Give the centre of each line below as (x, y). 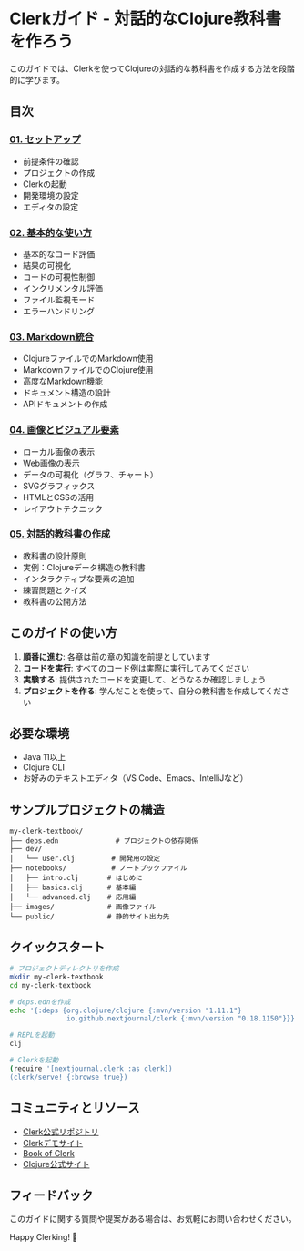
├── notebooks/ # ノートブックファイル (99, 868)
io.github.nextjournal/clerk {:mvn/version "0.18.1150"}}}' (183, 1019)
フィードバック (51, 1195)
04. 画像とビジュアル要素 (65, 430)
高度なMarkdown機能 (62, 381)
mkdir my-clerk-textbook (56, 977)
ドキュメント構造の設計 (66, 393)
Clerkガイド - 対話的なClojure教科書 (146, 19)
